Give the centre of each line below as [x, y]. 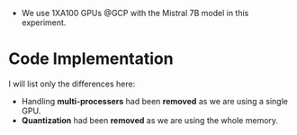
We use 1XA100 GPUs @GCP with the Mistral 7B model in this [135, 13]
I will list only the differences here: [72, 84]
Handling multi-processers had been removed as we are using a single [155, 101]
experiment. [44, 22]
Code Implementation [91, 59]
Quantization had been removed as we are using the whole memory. [150, 120]
